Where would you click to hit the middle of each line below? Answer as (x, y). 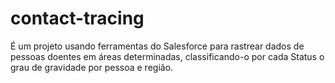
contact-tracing (77, 18)
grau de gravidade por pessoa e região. (92, 67)
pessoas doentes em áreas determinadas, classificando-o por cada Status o (167, 56)
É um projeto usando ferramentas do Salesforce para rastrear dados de (157, 46)
